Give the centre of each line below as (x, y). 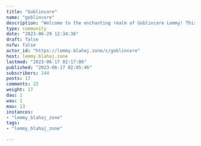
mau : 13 (16, 106)
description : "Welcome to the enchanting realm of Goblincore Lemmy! (95, 23)
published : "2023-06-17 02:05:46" (49, 67)
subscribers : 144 (28, 73)
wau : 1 (14, 101)
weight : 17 (20, 90)
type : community (26, 28)
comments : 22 (22, 84)
